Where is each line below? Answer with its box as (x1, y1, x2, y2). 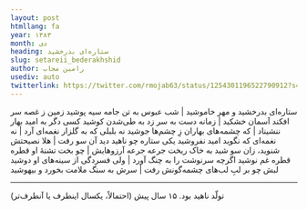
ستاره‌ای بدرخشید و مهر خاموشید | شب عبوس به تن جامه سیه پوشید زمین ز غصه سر (10, 105, 298, 116)
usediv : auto (10, 73, 60, 82)
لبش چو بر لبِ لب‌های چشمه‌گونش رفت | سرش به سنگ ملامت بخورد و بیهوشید (10, 164, 279, 175)
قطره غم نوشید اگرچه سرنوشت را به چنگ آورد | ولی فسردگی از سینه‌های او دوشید (10, 154, 291, 165)
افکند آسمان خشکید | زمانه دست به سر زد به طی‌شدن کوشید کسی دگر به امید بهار (10, 115, 290, 126)
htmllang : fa (10, 22, 60, 31)
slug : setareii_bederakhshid (10, 55, 121, 65)
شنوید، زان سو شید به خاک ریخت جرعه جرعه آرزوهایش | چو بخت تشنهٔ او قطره (10, 145, 281, 155)
